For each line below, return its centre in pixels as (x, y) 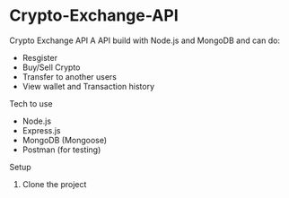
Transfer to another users (69, 76)
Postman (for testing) (61, 150)
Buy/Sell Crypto (51, 67)
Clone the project (54, 184)
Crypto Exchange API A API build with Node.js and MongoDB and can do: (145, 40)
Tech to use (31, 103)
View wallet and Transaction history (88, 86)
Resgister (40, 57)
